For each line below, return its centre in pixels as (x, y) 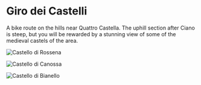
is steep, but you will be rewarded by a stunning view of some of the (91, 34)
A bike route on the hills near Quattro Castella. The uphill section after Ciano (101, 28)
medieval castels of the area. (42, 40)
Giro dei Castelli (47, 11)
